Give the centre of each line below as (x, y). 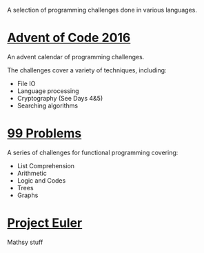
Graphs (28, 195)
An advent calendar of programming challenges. (76, 57)
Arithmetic (32, 173)
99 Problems (44, 133)
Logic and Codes (41, 180)
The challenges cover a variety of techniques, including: (87, 70)
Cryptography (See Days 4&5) (60, 98)
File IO (26, 83)
